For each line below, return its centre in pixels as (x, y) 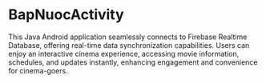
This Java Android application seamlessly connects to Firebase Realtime (128, 37)
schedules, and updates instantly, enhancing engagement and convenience (133, 62)
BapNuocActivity (66, 15)
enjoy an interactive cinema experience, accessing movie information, (124, 53)
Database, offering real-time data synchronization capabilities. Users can (129, 45)
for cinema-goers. (38, 70)
